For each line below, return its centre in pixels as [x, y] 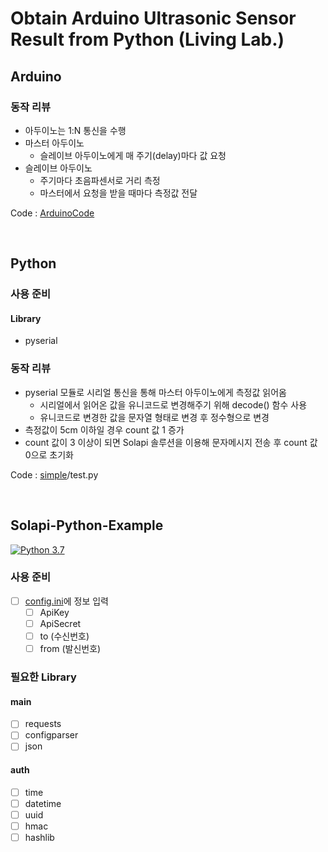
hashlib [39, 837]
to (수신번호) [64, 636]
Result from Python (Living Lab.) [147, 39]
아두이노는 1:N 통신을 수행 [75, 130]
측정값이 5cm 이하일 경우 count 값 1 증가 [104, 429]
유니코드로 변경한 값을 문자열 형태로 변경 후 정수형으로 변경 [154, 417]
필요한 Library [43, 677]
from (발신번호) [70, 649]
